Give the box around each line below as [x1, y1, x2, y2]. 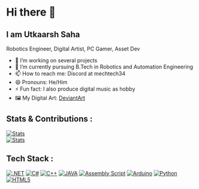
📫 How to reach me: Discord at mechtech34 [14, 70, 126, 77]
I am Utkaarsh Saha [6, 29, 80, 40]
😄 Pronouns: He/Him [14, 79, 68, 86]
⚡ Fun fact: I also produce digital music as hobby [14, 85, 135, 92]
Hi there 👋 [6, 5, 56, 19]
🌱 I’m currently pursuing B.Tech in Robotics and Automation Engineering [14, 63, 194, 70]
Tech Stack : [6, 154, 54, 164]
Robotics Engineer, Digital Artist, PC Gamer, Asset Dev [6, 45, 140, 52]
